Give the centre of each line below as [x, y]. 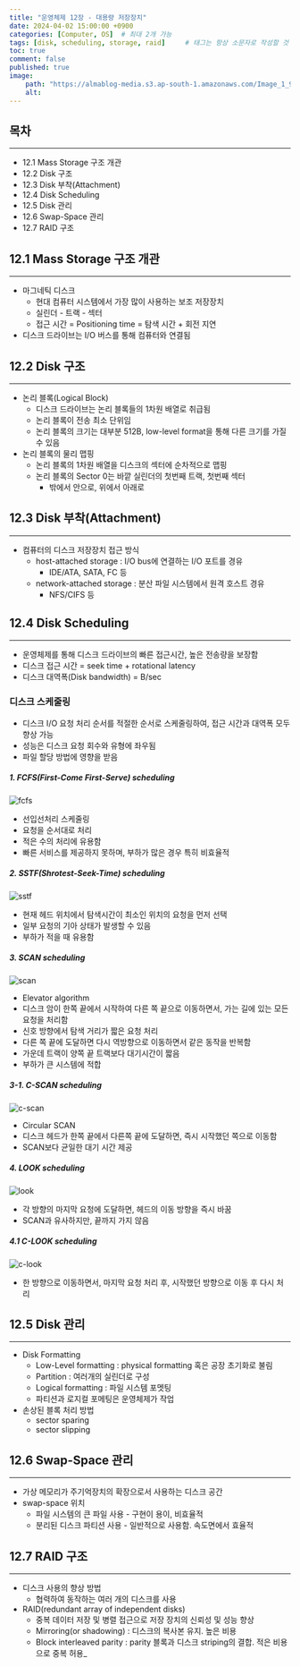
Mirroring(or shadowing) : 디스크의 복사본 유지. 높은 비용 [136, 1631]
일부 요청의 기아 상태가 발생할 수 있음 [87, 925]
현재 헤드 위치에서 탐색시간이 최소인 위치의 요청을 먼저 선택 [125, 914]
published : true [39, 68]
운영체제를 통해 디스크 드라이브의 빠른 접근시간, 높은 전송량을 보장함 [140, 654]
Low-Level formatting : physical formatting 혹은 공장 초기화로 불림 [154, 1365]
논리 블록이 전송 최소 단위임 [83, 420]
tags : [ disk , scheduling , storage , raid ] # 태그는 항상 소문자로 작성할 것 [149, 43]
